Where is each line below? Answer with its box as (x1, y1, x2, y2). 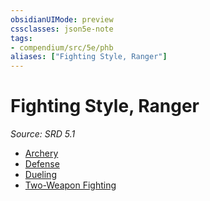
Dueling (24, 169, 57, 181)
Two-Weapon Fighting (24, 179, 117, 191)
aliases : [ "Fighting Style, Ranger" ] (10, 52, 168, 62)
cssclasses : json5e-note (10, 24, 114, 34)
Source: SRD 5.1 (10, 128, 76, 140)
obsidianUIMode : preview (10, 14, 114, 25)
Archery (24, 147, 59, 160)
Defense (24, 158, 60, 170)
